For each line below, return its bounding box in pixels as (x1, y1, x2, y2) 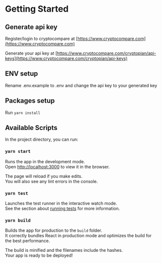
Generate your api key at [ (5, 50, 57, 56)
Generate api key (5, 23, 57, 31)
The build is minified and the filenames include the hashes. (5, 247, 123, 253)
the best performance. (5, 238, 50, 244)
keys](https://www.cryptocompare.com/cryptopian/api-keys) (5, 56, 128, 61)
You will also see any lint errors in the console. (5, 178, 98, 184)
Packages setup (5, 96, 55, 105)
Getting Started (5, 3, 69, 15)
